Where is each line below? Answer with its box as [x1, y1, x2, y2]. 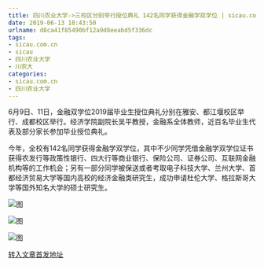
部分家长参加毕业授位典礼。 [21, 127, 112, 136]
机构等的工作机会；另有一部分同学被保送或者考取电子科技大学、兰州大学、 [8, 163, 249, 173]
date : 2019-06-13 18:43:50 [8, 19, 97, 27]
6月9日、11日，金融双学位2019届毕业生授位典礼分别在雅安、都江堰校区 [8, 107, 238, 116]
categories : [8, 70, 47, 78]
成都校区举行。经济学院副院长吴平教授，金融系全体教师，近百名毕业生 [21, 117, 249, 127]
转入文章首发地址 [8, 249, 64, 260]
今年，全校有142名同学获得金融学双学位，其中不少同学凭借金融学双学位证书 [8, 143, 254, 153]
